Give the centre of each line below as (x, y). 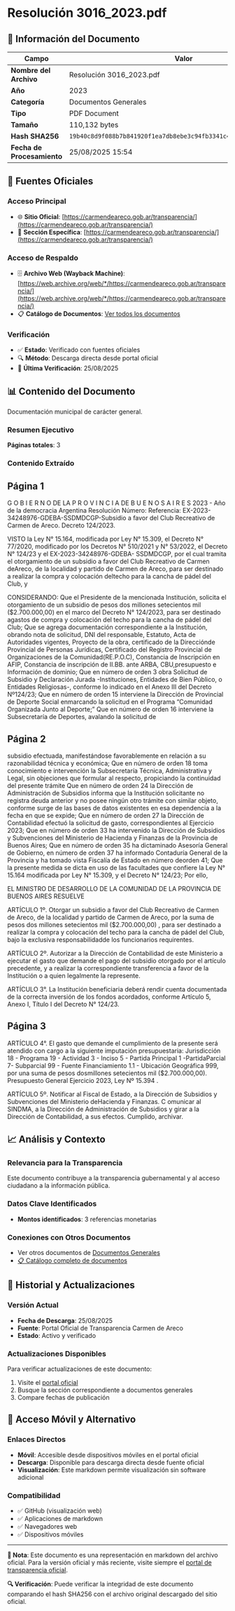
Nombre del (31, 70)
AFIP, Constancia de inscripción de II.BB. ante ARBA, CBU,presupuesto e (112, 664)
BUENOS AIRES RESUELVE (46, 896)
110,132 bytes (94, 125)
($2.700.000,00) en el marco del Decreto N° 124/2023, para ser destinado (114, 612)
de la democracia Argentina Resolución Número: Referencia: (94, 511)
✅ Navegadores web (47, 1526)
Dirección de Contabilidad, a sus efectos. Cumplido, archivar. (95, 1116)
